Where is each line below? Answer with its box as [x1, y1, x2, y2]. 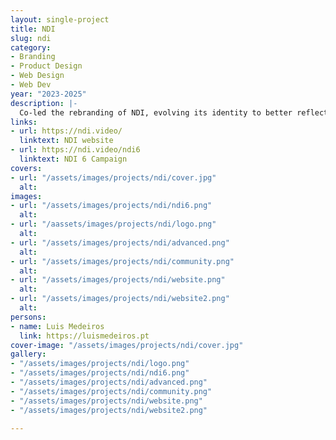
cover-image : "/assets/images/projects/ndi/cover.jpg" [10, 340, 244, 350]
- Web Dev [10, 80, 52, 90]
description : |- [10, 98, 78, 108]
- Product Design [10, 61, 83, 71]
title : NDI [10, 24, 56, 34]
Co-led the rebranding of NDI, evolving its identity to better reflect [19, 107, 329, 118]
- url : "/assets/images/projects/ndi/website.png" [10, 275, 226, 285]
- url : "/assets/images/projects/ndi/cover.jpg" [10, 172, 217, 183]
